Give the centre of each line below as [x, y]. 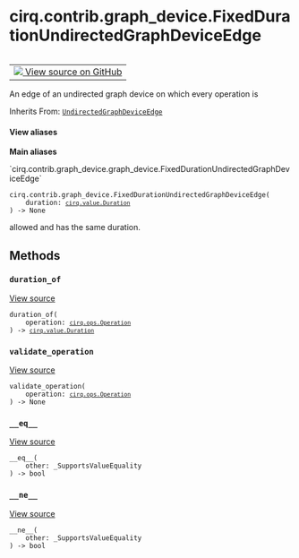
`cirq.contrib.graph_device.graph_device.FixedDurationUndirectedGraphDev [150, 169]
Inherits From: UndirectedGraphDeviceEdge [86, 111]
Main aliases [33, 152]
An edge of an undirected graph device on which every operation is [134, 94]
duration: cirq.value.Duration [78, 203]
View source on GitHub [74, 72]
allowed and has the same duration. [75, 227]
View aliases [34, 132]
